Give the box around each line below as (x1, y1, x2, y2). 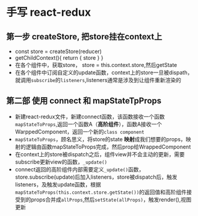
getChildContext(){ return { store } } (14, 54, 104, 61)
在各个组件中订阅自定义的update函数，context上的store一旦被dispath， (14, 69, 193, 76)
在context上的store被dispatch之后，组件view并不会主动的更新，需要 (14, 150, 185, 157)
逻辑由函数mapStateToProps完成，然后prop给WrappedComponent (25, 143, 191, 150)
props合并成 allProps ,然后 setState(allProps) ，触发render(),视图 (31, 195, 191, 203)
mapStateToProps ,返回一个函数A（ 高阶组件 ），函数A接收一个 (14, 120, 162, 127)
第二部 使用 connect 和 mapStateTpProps (6, 96, 162, 106)
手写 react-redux (6, 5, 91, 19)
